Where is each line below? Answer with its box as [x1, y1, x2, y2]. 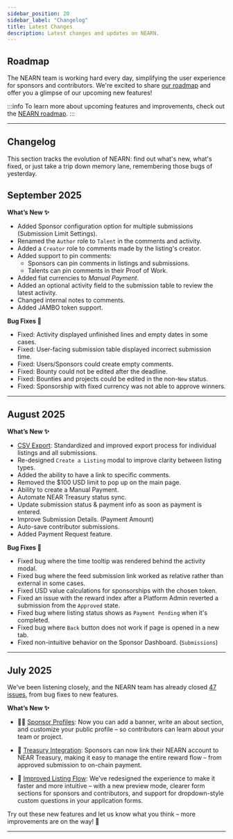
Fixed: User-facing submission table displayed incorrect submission [17, 345, 212, 353]
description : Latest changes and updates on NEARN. [7, 29, 159, 37]
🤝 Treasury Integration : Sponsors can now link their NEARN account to [17, 746, 219, 755]
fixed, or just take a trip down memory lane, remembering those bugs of [7, 161, 213, 170]
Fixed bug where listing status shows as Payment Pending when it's [17, 608, 208, 616]
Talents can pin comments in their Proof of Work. [27, 266, 168, 275]
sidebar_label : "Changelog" [7, 17, 89, 24]
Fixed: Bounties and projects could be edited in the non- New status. [17, 374, 209, 383]
